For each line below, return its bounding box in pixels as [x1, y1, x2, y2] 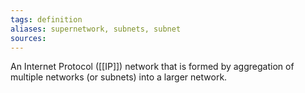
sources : [10, 33, 47, 43]
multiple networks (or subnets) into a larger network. [10, 71, 228, 83]
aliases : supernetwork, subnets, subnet [10, 24, 182, 34]
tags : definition [10, 14, 83, 25]
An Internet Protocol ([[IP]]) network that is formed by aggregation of [10, 61, 295, 73]
